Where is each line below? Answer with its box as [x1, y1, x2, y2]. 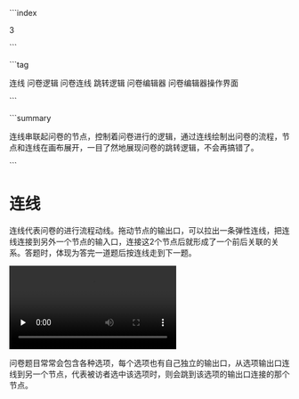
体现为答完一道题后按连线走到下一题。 [55, 247, 197, 257]
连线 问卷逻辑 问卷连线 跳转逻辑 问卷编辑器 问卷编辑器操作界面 [9, 77, 238, 88]
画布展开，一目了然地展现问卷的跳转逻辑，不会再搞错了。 [47, 142, 259, 152]
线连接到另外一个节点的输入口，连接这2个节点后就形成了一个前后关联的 [9, 236, 271, 247]
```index [9, 8, 37, 18]
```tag [9, 60, 29, 69]
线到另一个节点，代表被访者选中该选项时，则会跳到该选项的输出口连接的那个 [9, 369, 290, 379]
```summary [9, 113, 52, 123]
